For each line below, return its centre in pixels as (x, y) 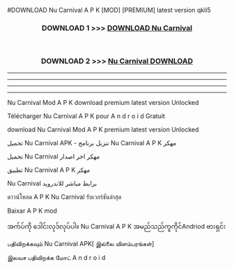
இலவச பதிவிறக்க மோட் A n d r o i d (56, 257)
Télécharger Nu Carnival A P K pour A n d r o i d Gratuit (86, 116)
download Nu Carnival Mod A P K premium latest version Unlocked (103, 129)
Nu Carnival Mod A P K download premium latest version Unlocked (103, 102)
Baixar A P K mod (32, 211)
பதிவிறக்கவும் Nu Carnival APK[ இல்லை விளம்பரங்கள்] (81, 243)
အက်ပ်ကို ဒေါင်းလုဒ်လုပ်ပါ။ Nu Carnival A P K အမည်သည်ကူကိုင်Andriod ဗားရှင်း (117, 226)
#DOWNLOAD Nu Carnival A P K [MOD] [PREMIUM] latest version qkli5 (109, 10)
